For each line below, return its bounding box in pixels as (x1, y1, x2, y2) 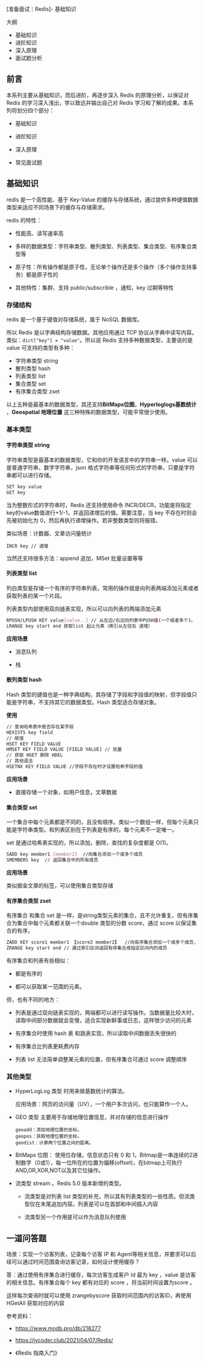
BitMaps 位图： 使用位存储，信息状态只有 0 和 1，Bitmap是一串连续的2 (15, 1151, 193, 1159)
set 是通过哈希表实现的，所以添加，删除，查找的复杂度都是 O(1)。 (6, 839, 172, 846)
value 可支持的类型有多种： (6, 344, 75, 351)
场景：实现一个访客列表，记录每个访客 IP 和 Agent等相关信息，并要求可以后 (6, 1250, 196, 1257)
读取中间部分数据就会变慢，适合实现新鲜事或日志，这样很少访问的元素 (15, 1016, 192, 1024)
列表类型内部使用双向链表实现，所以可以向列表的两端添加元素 (6, 605, 162, 612)
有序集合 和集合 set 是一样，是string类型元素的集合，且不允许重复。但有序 (6, 912, 193, 919)
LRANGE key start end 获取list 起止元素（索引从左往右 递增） (6, 623, 153, 629)
